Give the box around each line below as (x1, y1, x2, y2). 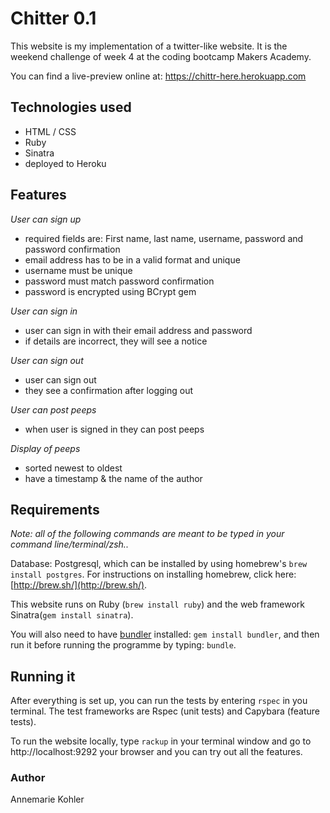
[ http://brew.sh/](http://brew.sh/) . (10, 579, 148, 591)
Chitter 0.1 (10, 7, 97, 30)
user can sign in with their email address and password (24, 324, 253, 336)
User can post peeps (10, 403, 97, 416)
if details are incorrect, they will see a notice (24, 335, 208, 347)
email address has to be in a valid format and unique (24, 253, 241, 266)
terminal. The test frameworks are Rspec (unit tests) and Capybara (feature (10, 705, 320, 717)
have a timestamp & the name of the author (24, 472, 203, 484)
